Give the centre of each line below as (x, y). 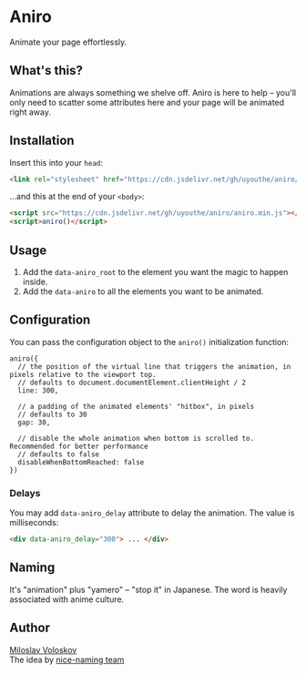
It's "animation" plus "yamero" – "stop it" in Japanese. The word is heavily (148, 589)
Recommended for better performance (79, 446)
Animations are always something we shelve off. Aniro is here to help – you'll (153, 92)
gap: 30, (34, 422)
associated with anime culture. (67, 599)
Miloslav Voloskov (43, 649)
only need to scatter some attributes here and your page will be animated (147, 102)
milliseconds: (34, 523)
